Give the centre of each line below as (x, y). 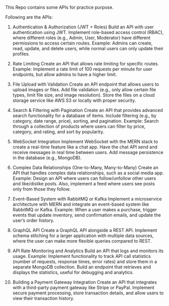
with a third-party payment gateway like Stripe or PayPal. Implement (83, 288)
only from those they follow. (41, 189)
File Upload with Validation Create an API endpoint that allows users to (86, 84)
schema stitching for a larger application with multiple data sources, (83, 236)
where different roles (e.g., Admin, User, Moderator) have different (81, 38)
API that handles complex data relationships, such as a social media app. (88, 173)
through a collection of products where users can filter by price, (79, 126)
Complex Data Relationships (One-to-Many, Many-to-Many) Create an (86, 167)
